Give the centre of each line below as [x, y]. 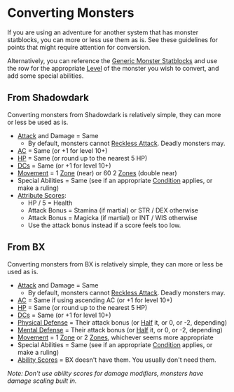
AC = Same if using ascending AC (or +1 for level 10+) [95, 300]
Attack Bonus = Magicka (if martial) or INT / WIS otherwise [112, 217]
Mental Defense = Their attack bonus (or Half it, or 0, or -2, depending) [120, 330]
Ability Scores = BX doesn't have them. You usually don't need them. [117, 360]
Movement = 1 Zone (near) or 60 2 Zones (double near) [97, 173]
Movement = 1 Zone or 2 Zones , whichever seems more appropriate [115, 337]
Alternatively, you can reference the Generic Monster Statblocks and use [112, 60]
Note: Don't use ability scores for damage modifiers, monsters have [105, 373]
